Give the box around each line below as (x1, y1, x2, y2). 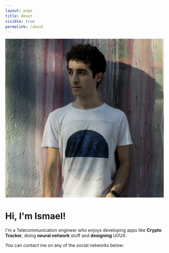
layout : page (5, 8, 33, 13)
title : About (5, 13, 33, 19)
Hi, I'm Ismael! (5, 211, 66, 222)
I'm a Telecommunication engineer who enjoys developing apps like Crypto (5, 227, 162, 233)
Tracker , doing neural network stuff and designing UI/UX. (5, 232, 127, 239)
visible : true (5, 19, 35, 24)
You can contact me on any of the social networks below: (5, 242, 124, 248)
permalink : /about (5, 24, 44, 29)
